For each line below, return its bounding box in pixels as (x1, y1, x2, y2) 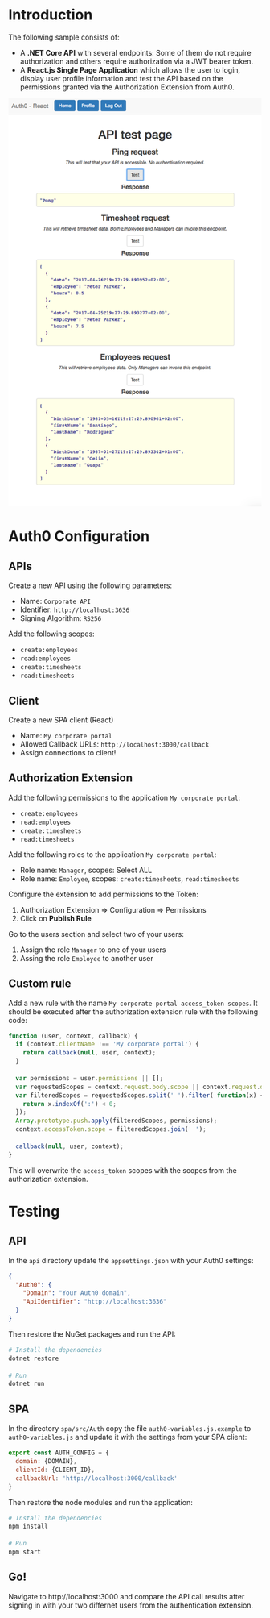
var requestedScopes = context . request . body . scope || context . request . (15, 1083, 261, 1091)
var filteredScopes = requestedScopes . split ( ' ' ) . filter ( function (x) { (15, 1091, 264, 1100)
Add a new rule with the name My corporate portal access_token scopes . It (8, 998, 258, 1008)
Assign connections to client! (19, 747, 117, 757)
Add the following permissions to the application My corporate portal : (8, 792, 241, 802)
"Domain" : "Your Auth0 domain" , (22, 1289, 131, 1297)
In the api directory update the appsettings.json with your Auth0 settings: (8, 1255, 255, 1265)
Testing (8, 1202, 60, 1221)
